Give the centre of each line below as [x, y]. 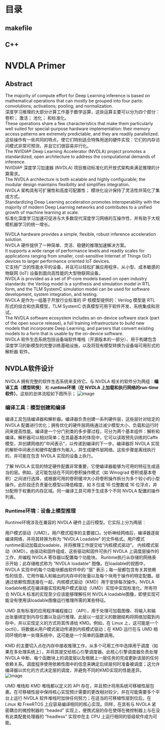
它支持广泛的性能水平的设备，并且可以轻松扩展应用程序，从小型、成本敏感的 [82, 267]
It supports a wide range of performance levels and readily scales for [75, 251]
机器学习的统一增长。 [31, 224]
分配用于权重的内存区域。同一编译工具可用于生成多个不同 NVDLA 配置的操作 [82, 491]
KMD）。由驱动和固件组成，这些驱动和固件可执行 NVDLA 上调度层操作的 [86, 551]
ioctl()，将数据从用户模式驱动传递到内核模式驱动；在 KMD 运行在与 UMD [79, 629]
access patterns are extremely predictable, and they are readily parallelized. [82, 134]
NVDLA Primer [35, 66]
